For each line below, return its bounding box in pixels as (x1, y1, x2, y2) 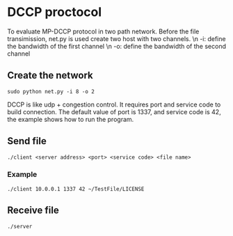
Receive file (7, 205, 59, 217)
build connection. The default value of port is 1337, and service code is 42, (7, 107, 221, 116)
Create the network (7, 70, 93, 81)
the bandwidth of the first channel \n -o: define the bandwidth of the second (7, 42, 226, 50)
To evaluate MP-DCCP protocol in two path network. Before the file (7, 27, 200, 36)
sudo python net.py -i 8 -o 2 (7, 88, 95, 95)
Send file (7, 135, 47, 147)
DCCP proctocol (7, 4, 102, 20)
